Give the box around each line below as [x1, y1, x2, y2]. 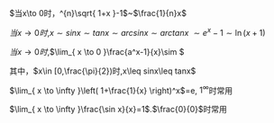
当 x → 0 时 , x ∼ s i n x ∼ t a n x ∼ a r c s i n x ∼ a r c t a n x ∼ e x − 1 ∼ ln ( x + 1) [9, 26, 266, 38]
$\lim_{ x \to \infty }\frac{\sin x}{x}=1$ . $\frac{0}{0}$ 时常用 [9, 104, 227, 115]
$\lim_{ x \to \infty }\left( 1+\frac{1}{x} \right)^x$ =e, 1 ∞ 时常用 [9, 83, 233, 96]
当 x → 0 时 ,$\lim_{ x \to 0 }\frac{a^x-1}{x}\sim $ [9, 46, 185, 57]
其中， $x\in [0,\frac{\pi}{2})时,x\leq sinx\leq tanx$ [9, 66, 196, 76]
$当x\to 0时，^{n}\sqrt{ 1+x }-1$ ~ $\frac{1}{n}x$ [9, 8, 187, 18]
